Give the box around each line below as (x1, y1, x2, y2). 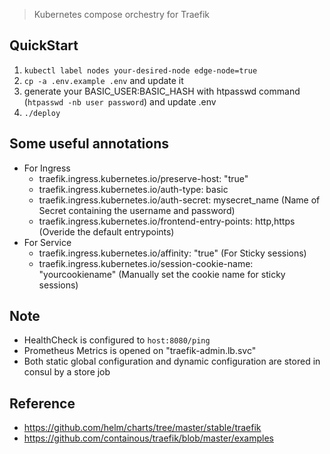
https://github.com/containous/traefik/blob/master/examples (23, 432, 274, 444)
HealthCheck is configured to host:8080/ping (23, 334, 211, 346)
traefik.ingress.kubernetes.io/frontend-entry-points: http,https (38, 215, 296, 227)
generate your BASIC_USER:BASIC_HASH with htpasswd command (23, 85, 301, 97)
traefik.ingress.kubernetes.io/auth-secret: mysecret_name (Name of (38, 194, 321, 206)
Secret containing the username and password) (38, 204, 236, 216)
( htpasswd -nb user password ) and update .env (23, 95, 217, 108)
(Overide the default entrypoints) (38, 225, 175, 238)
